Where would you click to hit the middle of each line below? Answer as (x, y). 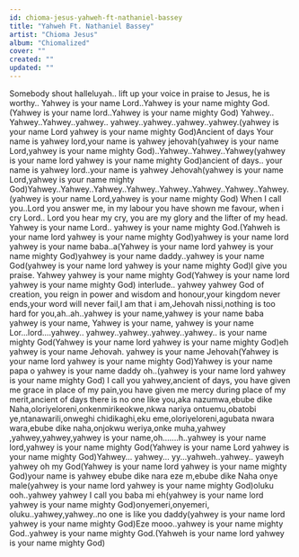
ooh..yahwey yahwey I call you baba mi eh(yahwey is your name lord (136, 495)
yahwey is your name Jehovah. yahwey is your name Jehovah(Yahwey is (144, 351)
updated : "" (31, 68)
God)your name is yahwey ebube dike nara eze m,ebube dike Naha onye (144, 476)
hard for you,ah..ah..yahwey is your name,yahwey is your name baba (137, 313)
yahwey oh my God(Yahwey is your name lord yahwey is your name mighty (148, 466)
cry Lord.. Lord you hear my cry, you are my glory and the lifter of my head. (149, 218)
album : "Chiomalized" (50, 43)
